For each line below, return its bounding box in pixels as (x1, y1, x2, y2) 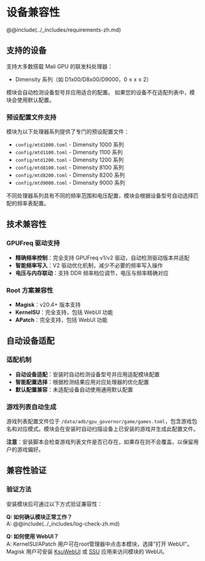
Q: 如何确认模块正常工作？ (6, 513, 73, 520)
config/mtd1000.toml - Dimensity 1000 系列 (15, 141, 124, 148)
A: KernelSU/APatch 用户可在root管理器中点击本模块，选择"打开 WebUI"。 (6, 540, 193, 548)
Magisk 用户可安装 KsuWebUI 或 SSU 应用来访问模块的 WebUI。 (6, 548, 168, 555)
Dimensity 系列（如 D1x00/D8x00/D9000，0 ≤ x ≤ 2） (15, 76, 153, 83)
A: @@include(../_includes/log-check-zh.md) (6, 520, 120, 527)
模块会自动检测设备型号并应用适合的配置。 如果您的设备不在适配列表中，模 (6, 88, 195, 96)
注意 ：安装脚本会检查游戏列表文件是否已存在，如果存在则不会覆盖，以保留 (6, 438, 193, 446)
